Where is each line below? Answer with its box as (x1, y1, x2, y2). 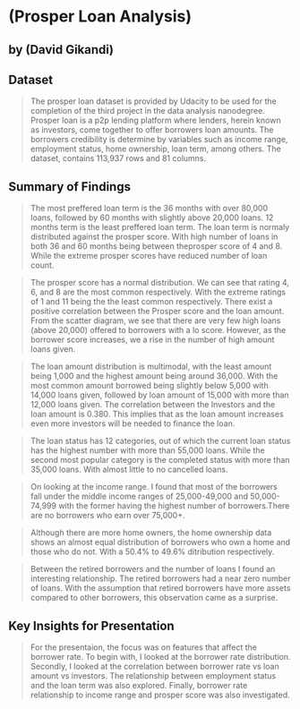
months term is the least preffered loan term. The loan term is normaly (30, 222, 290, 233)
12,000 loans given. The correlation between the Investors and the (30, 399, 276, 410)
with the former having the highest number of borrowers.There (58, 500, 290, 511)
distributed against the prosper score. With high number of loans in (30, 231, 279, 243)
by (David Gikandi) (8, 42, 114, 57)
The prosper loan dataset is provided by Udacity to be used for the (30, 96, 277, 107)
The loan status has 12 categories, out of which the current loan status (30, 436, 291, 447)
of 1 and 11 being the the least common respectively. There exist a (30, 296, 273, 307)
